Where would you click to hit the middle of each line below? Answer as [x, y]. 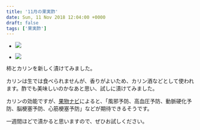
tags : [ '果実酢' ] [26, 28]
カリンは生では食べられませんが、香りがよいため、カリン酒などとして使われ [100, 81]
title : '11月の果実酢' [32, 12]
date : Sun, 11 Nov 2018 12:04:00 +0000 [56, 17]
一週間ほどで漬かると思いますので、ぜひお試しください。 [77, 121]
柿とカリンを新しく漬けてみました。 [51, 69]
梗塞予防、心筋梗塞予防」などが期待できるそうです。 [87, 109]
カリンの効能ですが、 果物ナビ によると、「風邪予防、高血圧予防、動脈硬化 [96, 101]
